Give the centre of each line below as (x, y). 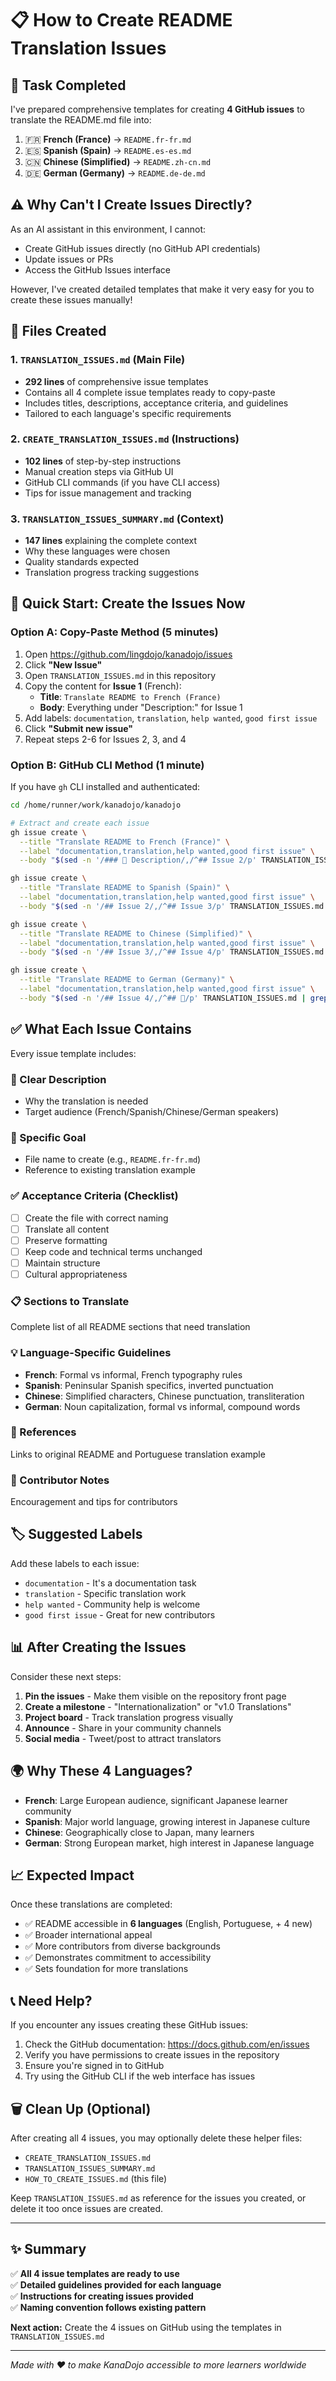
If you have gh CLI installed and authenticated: (105, 787)
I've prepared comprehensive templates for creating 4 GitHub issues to (157, 109)
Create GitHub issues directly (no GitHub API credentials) (142, 248)
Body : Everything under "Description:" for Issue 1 (141, 707)
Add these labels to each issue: (75, 1563)
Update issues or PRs (69, 259)
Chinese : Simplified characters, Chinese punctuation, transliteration (164, 1396)
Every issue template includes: (73, 1053)
